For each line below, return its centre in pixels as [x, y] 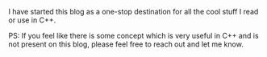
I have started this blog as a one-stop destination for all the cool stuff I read [133, 12]
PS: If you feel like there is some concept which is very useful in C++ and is [134, 36]
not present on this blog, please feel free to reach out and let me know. [126, 44]
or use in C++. [32, 20]
